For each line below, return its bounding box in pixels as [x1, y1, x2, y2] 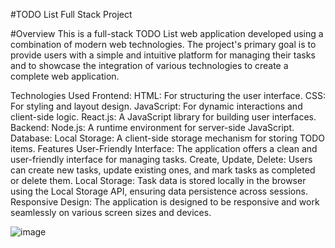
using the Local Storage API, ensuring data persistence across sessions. [10, 185, 308, 197]
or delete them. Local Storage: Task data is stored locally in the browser [10, 175, 307, 186]
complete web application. [10, 70, 120, 82]
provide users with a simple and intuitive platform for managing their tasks [10, 49, 316, 61]
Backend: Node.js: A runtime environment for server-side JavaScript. [10, 122, 295, 133]
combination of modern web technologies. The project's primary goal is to [10, 39, 317, 50]
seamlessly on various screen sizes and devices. [10, 207, 212, 218]
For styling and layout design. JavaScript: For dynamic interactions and [10, 100, 303, 112]
